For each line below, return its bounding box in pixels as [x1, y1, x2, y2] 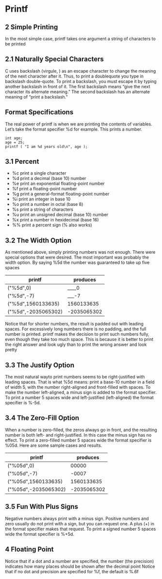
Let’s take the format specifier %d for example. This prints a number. [5, 126, 142, 132]
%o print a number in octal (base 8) [12, 201, 83, 207]
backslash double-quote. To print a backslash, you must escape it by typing [5, 78, 157, 84]
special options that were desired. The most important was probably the [5, 255, 149, 260]
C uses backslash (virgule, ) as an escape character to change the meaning [5, 68, 156, 74]
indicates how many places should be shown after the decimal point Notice [5, 563, 155, 569]
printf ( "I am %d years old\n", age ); [5, 144, 88, 149]
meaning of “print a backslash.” [5, 94, 68, 100]
